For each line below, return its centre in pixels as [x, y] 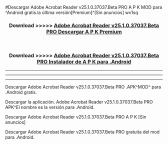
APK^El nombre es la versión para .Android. [50, 107]
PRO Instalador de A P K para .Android [84, 62]
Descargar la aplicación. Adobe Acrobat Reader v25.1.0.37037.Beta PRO [79, 101]
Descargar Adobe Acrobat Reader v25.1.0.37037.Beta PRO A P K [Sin [76, 116]
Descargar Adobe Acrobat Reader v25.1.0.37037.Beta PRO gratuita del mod [82, 131]
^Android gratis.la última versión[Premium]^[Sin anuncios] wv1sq [72, 12]
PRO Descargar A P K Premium [84, 31]
